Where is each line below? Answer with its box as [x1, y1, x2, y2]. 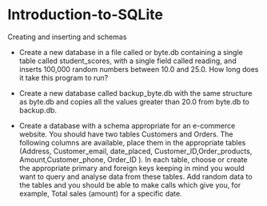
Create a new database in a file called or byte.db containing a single [18, 47, 243, 57]
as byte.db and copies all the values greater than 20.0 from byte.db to [18, 97, 249, 106]
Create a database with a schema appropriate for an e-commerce [18, 121, 236, 130]
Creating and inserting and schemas [7, 32, 127, 42]
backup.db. [18, 105, 58, 115]
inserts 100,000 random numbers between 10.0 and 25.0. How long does [18, 64, 259, 73]
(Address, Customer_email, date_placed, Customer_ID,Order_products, [18, 146, 253, 156]
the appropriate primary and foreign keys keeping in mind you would [18, 163, 245, 172]
